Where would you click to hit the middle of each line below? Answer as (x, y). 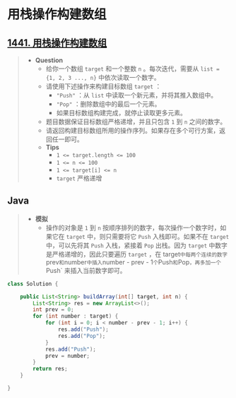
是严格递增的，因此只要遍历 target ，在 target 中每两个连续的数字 (137, 254)
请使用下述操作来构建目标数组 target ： (104, 86)
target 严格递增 (79, 178)
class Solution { (33, 283)
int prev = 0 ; (53, 310)
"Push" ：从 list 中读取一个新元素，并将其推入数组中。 (137, 95)
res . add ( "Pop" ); (82, 336)
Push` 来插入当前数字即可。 (86, 270)
